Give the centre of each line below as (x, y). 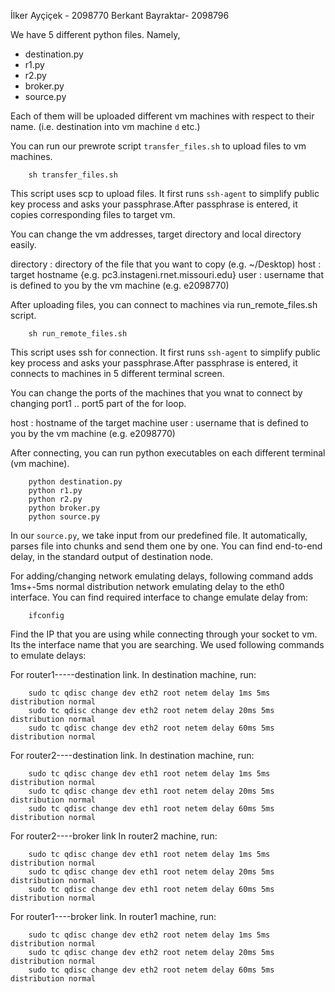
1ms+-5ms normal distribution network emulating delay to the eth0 (147, 586)
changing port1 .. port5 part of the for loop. (98, 403)
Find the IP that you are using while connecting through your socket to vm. (164, 634)
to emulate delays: (48, 655)
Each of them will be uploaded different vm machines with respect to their (162, 116)
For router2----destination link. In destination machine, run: (132, 755)
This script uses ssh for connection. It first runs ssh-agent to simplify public (165, 352)
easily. (23, 244)
